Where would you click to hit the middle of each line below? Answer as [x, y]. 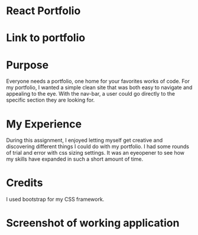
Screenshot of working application [93, 223]
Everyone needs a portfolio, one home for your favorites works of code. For [98, 81]
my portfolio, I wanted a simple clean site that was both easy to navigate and [99, 87]
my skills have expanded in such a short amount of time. [75, 159]
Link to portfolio [46, 38]
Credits [25, 183]
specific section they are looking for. [51, 100]
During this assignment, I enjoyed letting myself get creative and [85, 141]
